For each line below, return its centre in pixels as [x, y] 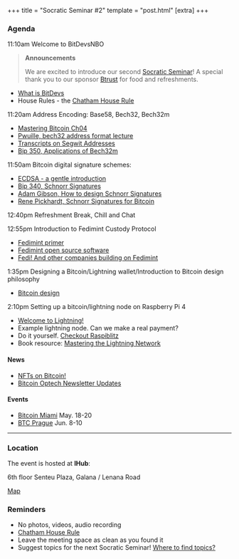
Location [23, 448]
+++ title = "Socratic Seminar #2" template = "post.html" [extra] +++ [108, 10]
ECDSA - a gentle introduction [62, 179]
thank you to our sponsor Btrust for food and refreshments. [111, 79]
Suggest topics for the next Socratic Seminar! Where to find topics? [116, 548]
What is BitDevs [41, 93]
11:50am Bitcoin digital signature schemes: [69, 165]
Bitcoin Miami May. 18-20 [55, 415]
